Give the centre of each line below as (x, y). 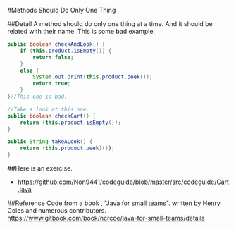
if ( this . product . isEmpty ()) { (66, 51)
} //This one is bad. (38, 97)
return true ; (52, 84)
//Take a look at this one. (49, 109)
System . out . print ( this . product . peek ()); (93, 77)
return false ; (53, 57)
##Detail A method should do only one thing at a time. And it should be (110, 24)
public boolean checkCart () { (52, 116)
